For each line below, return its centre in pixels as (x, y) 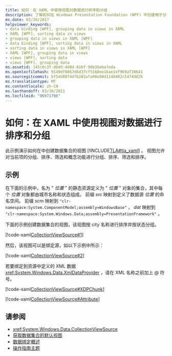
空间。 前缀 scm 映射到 (34, 201)
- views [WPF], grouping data (38, 62)
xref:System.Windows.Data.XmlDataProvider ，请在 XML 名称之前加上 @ (82, 273)
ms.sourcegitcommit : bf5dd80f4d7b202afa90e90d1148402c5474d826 (74, 77)
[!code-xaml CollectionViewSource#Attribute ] (52, 299)
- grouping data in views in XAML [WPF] (49, 39)
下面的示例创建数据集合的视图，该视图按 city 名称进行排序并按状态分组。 (82, 225)
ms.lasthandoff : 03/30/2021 (35, 91)
